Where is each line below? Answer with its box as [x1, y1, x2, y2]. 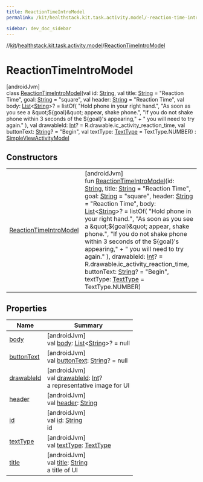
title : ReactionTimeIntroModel [6, 8, 85, 15]
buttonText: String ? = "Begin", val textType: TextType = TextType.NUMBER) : [6, 128, 196, 135]
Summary [74, 321, 103, 330]
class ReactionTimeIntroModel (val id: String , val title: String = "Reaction [6, 90, 184, 97]
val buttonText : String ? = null [47, 356, 128, 365]
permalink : [6, 15, 34, 21]
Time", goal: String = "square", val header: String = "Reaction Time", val [6, 96, 184, 103]
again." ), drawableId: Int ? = [84, 252, 163, 261]
